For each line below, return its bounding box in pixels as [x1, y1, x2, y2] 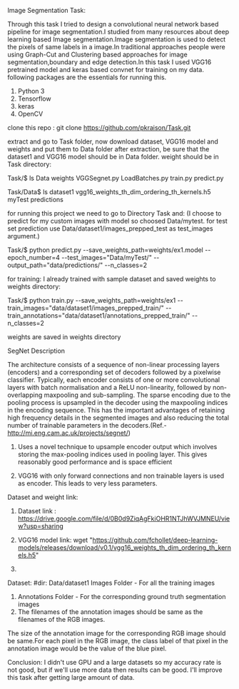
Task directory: [7, 160, 52, 169]
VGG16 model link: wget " [17, 535, 93, 544]
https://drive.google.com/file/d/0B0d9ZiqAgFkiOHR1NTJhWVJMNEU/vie [17, 514, 230, 523]
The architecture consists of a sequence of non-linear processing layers [7, 361, 220, 368]
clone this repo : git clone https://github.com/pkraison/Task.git [7, 124, 191, 131]
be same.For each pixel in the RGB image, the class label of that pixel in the [7, 637, 228, 645]
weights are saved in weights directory [7, 333, 121, 341]
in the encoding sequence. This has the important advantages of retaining [7, 406, 225, 414]
